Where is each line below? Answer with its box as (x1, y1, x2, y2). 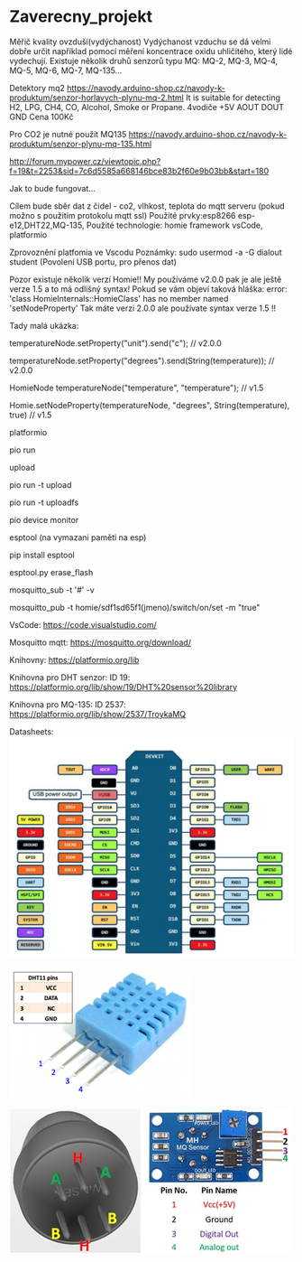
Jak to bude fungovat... (9, 182, 96, 193)
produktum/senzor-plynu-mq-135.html (9, 138, 152, 149)
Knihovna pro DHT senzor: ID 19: (9, 671, 131, 683)
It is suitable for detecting (186, 92, 281, 103)
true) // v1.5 (9, 409, 52, 420)
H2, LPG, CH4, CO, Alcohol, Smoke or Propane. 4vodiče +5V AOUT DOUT (9, 101, 284, 112)
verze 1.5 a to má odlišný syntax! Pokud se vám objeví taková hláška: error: (9, 283, 288, 294)
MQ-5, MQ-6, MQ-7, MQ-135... (9, 65, 123, 76)
